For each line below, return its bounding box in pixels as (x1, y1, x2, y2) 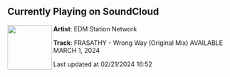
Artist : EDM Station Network (53, 24, 137, 33)
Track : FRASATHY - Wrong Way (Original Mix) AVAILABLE (53, 38, 223, 47)
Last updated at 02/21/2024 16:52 (53, 60, 153, 68)
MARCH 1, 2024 (53, 46, 100, 54)
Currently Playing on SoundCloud (7, 6, 160, 18)
